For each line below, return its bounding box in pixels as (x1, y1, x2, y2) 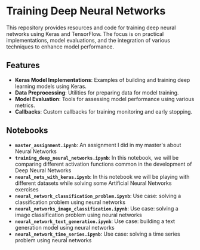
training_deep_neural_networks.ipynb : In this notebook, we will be (14, 154, 179, 161)
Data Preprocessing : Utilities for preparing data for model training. (14, 89, 179, 96)
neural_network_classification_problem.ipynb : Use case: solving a (14, 192, 181, 199)
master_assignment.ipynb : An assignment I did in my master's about (14, 141, 181, 148)
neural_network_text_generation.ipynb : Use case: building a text (14, 217, 175, 225)
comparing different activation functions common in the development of (14, 160, 192, 167)
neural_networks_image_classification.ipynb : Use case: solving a (14, 205, 179, 212)
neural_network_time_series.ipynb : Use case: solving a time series (14, 230, 180, 237)
